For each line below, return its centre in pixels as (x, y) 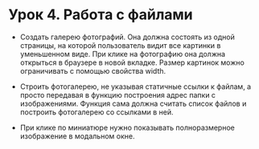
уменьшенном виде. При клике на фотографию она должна (123, 54)
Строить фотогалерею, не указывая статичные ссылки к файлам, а (136, 87)
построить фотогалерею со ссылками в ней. (97, 112)
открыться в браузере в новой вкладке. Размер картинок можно (132, 62)
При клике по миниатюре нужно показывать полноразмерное (127, 127)
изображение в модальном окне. (77, 136)
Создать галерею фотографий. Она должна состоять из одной (127, 37)
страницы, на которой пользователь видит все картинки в (120, 45)
